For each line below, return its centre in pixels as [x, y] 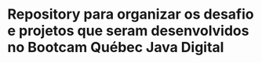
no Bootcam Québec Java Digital [116, 47]
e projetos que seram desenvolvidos [128, 31]
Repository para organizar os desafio [131, 14]
